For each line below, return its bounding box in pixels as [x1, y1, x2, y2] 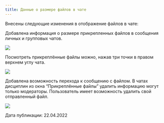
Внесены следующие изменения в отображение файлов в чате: [5, 21, 139, 26]
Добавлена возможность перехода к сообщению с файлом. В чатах [5, 78, 148, 84]
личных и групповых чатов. [5, 35, 63, 41]
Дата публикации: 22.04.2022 [5, 112, 68, 118]
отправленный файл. [5, 94, 49, 99]
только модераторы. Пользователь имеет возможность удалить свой [5, 88, 152, 94]
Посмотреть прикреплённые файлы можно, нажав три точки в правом [5, 54, 154, 60]
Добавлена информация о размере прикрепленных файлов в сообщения [5, 30, 159, 36]
